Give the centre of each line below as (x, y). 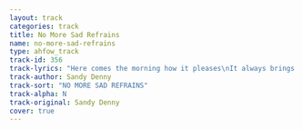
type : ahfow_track (44, 52)
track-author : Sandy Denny (61, 77)
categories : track (44, 26)
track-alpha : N (38, 94)
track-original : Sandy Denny (65, 102)
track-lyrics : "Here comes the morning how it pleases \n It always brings (152, 69)
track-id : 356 (36, 60)
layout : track (36, 18)
